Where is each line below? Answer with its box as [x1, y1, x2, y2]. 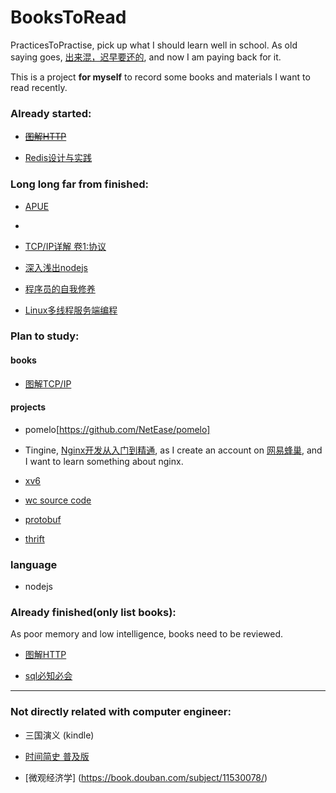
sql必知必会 [24, 670, 73, 682]
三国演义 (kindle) [24, 729, 95, 741]
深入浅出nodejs [24, 261, 88, 273]
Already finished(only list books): [10, 606, 177, 620]
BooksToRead [10, 6, 127, 29]
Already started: [10, 106, 92, 120]
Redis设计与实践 [24, 152, 93, 164]
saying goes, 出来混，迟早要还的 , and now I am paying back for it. [10, 51, 282, 63]
